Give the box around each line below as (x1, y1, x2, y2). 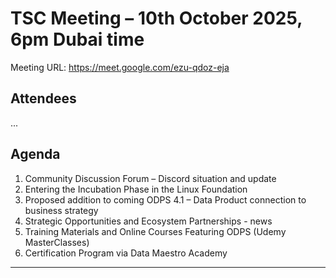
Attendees (10, 90, 77, 107)
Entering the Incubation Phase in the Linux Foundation (24, 183, 248, 195)
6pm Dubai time (10, 28, 145, 51)
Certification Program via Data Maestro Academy (24, 247, 228, 259)
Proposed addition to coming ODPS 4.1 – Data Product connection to (24, 193, 307, 206)
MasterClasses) (24, 236, 90, 248)
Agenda (10, 146, 61, 163)
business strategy (24, 204, 99, 216)
